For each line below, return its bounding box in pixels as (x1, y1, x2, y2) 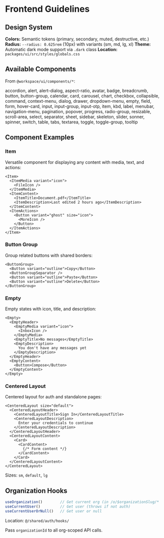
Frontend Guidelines (5, 3, 90, 15)
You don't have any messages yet (18, 346, 87, 351)
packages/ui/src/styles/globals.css (5, 52, 80, 57)
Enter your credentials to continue (18, 420, 93, 426)
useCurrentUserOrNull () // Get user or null (5, 508, 102, 513)
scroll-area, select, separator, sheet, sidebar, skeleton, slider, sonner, (5, 114, 145, 120)
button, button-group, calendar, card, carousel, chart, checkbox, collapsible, (5, 92, 160, 99)
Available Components (5, 65, 76, 73)
